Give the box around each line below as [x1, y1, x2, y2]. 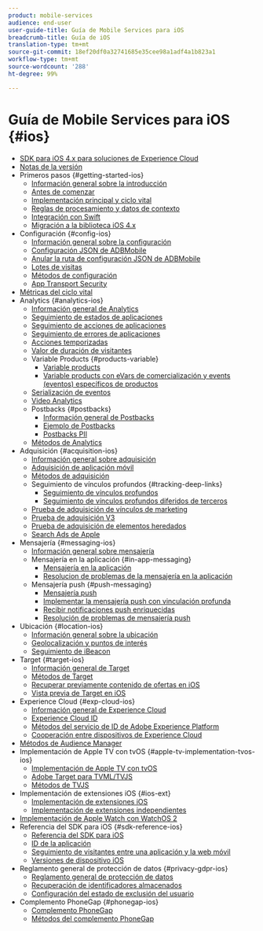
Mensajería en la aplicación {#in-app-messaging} [31, 554, 192, 564]
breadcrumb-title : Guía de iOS [8, 33, 111, 42]
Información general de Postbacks [42, 412, 155, 421]
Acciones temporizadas [31, 337, 108, 347]
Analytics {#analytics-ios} [19, 296, 104, 305]
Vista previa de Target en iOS [31, 688, 126, 697]
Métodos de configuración [31, 270, 118, 280]
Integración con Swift [31, 212, 100, 221]
